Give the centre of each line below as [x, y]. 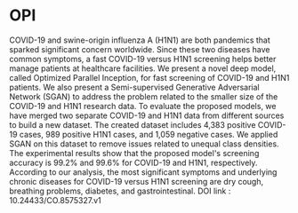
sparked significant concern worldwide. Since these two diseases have [140, 49]
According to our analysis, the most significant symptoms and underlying [143, 172]
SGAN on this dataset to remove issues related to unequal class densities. [144, 144]
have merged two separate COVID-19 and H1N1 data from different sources [147, 115]
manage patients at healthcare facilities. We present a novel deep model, [143, 68]
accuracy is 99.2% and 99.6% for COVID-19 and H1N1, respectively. [133, 162]
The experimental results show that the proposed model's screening [134, 153]
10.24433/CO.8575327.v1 [55, 200]
